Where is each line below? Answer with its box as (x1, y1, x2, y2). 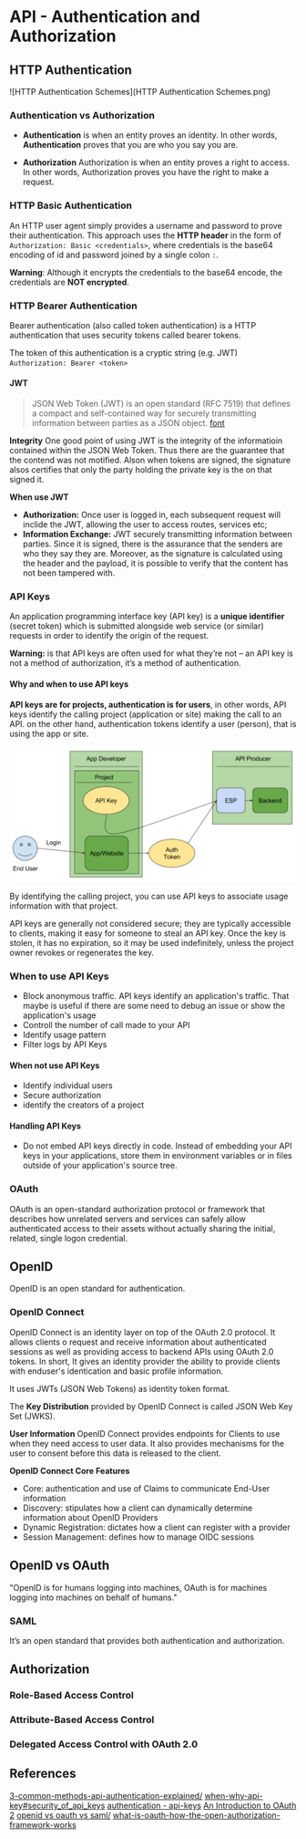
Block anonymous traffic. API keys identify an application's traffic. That (22, 990, 290, 1001)
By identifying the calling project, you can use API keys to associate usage (9, 890, 289, 901)
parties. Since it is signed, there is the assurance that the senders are (22, 538, 283, 549)
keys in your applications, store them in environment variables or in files (22, 1150, 293, 1161)
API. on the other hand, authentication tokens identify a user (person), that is (9, 718, 297, 729)
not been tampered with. (22, 567, 116, 578)
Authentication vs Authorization (9, 109, 155, 121)
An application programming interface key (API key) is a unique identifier (9, 611, 285, 622)
